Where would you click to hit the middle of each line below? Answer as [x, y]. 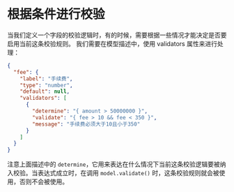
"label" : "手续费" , [46, 79]
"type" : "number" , [46, 85]
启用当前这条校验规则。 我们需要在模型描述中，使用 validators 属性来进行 [112, 43]
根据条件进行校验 [56, 14]
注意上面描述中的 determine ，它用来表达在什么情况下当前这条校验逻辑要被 [114, 164]
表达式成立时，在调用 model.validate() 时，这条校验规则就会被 [128, 173]
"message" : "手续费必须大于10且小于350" [86, 124]
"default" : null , [45, 91]
